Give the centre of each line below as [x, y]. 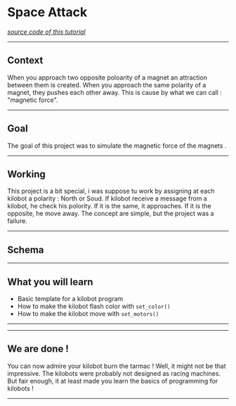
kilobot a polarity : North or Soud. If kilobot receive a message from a [107, 198]
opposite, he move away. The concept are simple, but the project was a [111, 214]
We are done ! [38, 349]
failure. [18, 221]
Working [26, 174]
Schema [26, 249]
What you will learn [50, 282]
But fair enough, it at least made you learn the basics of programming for [113, 381]
